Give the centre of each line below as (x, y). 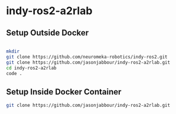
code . (14, 73)
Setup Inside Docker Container (64, 92)
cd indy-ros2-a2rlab (32, 68)
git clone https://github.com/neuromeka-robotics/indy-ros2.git (87, 57)
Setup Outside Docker (48, 33)
